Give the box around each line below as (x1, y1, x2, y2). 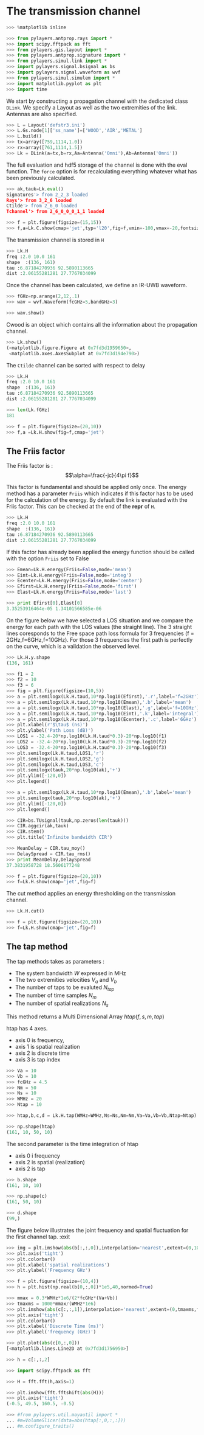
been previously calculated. (6, 174, 76, 181)
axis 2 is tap (15, 1165, 46, 1172)
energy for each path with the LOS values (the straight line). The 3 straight (6, 623, 192, 630)
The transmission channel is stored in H (6, 236, 104, 243)
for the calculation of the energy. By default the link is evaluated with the (6, 496, 188, 504)
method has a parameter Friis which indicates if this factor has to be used (6, 490, 194, 497)
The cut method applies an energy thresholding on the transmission (6, 890, 176, 897)
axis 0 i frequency (15, 1152, 61, 1159)
